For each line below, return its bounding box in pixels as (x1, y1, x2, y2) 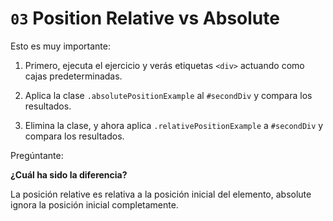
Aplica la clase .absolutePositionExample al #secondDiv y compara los (24, 89, 313, 101)
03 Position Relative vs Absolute (10, 7, 280, 30)
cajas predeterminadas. (24, 70, 123, 82)
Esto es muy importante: (10, 40, 111, 52)
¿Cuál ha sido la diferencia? (10, 168, 128, 181)
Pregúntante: (10, 149, 64, 161)
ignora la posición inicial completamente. (10, 198, 179, 211)
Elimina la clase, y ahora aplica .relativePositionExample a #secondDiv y (24, 119, 324, 131)
